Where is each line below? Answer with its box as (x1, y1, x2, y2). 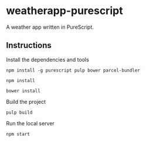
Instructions (6, 40, 52, 50)
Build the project (6, 98, 46, 105)
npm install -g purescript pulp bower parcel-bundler (6, 67, 141, 73)
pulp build (6, 110, 33, 115)
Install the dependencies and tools (6, 56, 89, 63)
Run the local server (6, 120, 55, 127)
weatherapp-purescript (6, 4, 123, 18)
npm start (6, 131, 30, 137)
